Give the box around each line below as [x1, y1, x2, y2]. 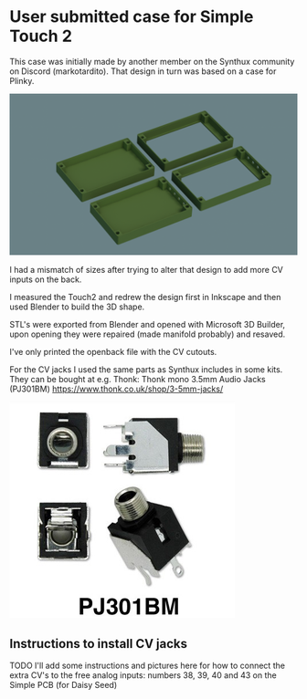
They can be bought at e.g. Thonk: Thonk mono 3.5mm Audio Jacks [9, 374, 267, 385]
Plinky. [9, 75, 35, 86]
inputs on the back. [9, 274, 82, 285]
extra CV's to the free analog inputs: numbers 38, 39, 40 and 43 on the [9, 670, 277, 681]
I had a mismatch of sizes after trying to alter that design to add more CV [9, 265, 283, 276]
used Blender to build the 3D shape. [9, 301, 145, 312]
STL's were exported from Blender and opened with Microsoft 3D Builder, [9, 319, 286, 330]
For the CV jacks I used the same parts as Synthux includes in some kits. [9, 364, 283, 375]
